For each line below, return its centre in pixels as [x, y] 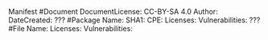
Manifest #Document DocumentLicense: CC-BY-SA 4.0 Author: [113, 12]
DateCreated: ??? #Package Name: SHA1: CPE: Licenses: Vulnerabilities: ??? [134, 20]
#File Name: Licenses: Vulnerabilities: [70, 28]
